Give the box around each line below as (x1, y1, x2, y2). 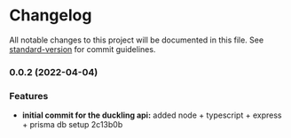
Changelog (9, 5, 92, 26)
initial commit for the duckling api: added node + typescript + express (21, 110, 282, 120)
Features (9, 89, 49, 102)
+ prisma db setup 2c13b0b (21, 119, 123, 130)
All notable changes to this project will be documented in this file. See (9, 34, 264, 45)
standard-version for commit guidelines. (9, 43, 156, 54)
